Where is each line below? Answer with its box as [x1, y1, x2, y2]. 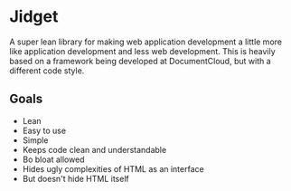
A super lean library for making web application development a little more [9, 36, 283, 47]
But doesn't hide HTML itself [22, 173, 129, 184]
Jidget [9, 6, 59, 27]
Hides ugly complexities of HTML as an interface [22, 163, 205, 174]
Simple [22, 134, 49, 146]
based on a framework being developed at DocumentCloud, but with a [9, 55, 271, 66]
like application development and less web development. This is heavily [9, 45, 276, 56]
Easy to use [22, 125, 66, 136]
